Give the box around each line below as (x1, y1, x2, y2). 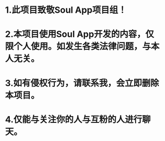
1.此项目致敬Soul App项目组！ (5, 4, 127, 16)
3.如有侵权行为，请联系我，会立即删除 (5, 77, 159, 89)
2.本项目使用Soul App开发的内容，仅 (5, 29, 154, 40)
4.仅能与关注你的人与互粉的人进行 (5, 114, 142, 125)
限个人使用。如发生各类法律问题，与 (5, 41, 151, 52)
